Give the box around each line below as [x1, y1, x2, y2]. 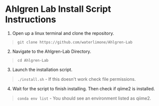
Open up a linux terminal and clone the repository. [12, 30, 115, 36]
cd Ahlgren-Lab [17, 58, 49, 63]
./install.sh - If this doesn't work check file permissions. [17, 76, 136, 82]
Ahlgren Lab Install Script [5, 3, 111, 15]
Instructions [5, 14, 56, 25]
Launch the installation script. [12, 67, 73, 72]
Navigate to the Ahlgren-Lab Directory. [12, 48, 91, 54]
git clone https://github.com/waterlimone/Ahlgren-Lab [17, 39, 133, 45]
